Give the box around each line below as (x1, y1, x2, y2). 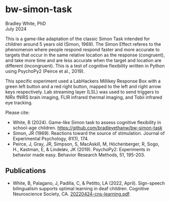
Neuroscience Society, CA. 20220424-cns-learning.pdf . (12, 191, 131, 197)
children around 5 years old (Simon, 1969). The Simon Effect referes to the (5, 41, 161, 47)
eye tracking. (5, 99, 33, 105)
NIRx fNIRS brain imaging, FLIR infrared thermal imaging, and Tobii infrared (5, 94, 162, 100)
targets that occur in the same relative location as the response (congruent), (5, 52, 165, 58)
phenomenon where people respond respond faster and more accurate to (5, 46, 160, 52)
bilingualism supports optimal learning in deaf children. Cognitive (12, 185, 149, 191)
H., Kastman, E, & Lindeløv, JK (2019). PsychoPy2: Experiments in (12, 146, 151, 152)
